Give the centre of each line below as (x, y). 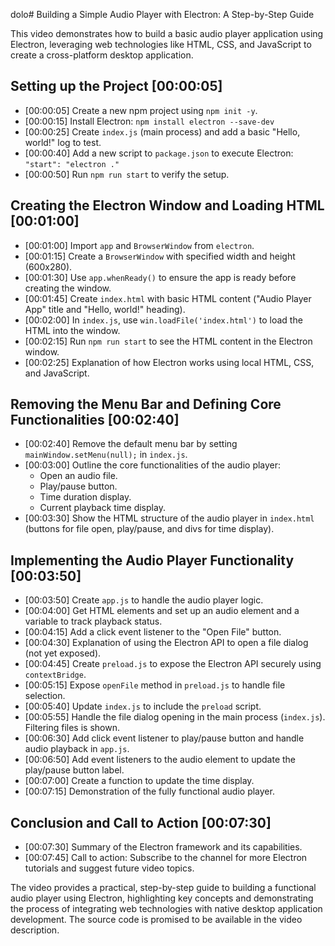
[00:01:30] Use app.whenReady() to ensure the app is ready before (160, 277)
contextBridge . (55, 675)
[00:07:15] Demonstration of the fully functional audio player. (149, 791)
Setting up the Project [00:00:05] (116, 86)
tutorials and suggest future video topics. (109, 868)
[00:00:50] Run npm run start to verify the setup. (127, 174)
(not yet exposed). (63, 653)
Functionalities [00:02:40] (95, 420)
